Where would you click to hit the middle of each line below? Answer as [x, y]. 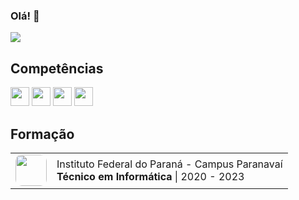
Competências [57, 68]
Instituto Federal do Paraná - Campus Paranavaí [169, 164]
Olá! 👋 [25, 16]
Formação [42, 134]
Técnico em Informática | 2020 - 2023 [150, 176]
